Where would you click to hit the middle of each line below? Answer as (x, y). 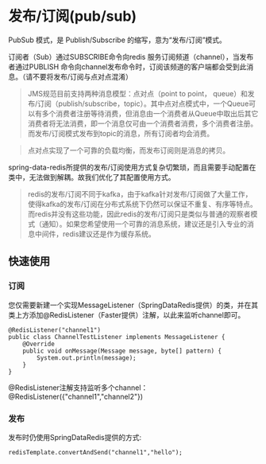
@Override (39, 344)
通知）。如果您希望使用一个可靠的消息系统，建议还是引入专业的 (145, 224)
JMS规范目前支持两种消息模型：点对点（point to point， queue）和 (137, 93)
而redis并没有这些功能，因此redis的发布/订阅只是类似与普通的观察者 (139, 214)
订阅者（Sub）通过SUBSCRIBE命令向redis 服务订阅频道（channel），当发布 (131, 57)
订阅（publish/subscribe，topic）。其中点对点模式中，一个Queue (143, 103)
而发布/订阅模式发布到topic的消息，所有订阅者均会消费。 (121, 133)
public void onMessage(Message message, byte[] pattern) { (122, 351)
